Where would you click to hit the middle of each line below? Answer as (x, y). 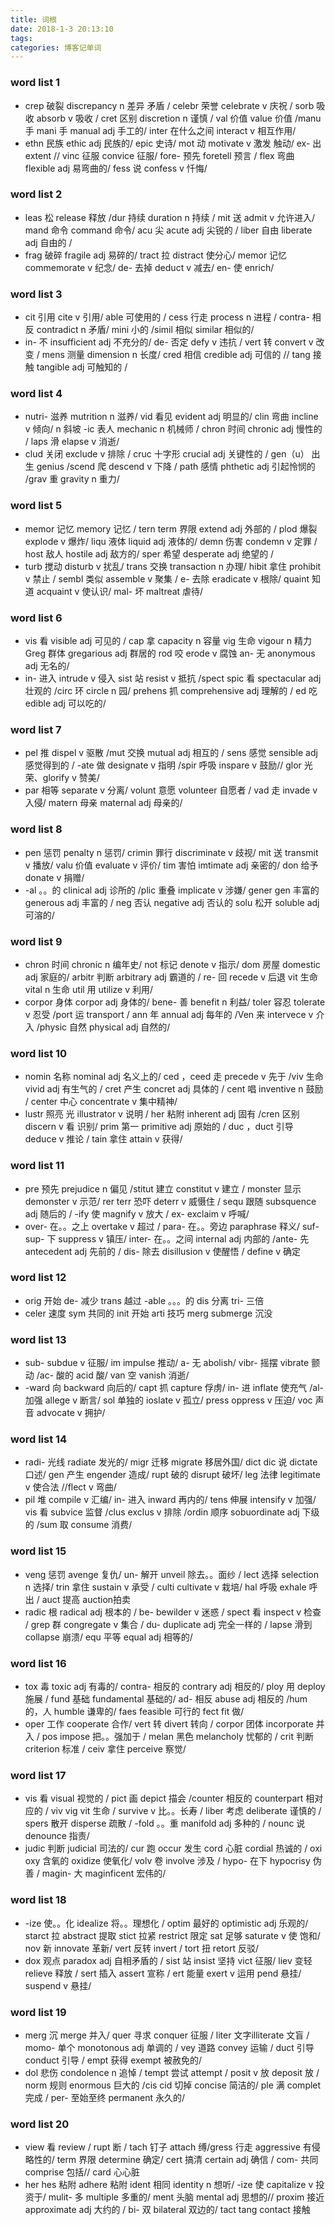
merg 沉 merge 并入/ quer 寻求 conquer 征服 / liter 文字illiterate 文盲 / (167, 2035)
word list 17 (38, 1775)
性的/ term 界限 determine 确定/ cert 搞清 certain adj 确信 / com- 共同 (176, 2160)
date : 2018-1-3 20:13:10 (62, 29)
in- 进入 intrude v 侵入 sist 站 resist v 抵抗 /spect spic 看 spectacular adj (173, 678)
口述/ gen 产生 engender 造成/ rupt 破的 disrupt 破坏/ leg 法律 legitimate (172, 1475)
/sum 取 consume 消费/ (84, 1525)
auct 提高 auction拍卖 (86, 1599)
